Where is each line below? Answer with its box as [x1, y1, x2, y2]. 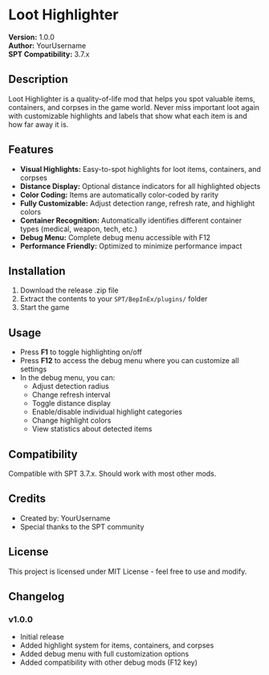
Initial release [19, 632, 64, 642]
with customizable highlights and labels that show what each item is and [8, 111, 247, 121]
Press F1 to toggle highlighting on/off [19, 347, 143, 357]
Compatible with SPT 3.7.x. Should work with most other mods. [8, 468, 217, 478]
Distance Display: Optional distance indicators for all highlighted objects [19, 181, 261, 190]
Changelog [8, 590, 65, 603]
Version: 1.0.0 [8, 32, 55, 42]
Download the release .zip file [19, 285, 119, 295]
